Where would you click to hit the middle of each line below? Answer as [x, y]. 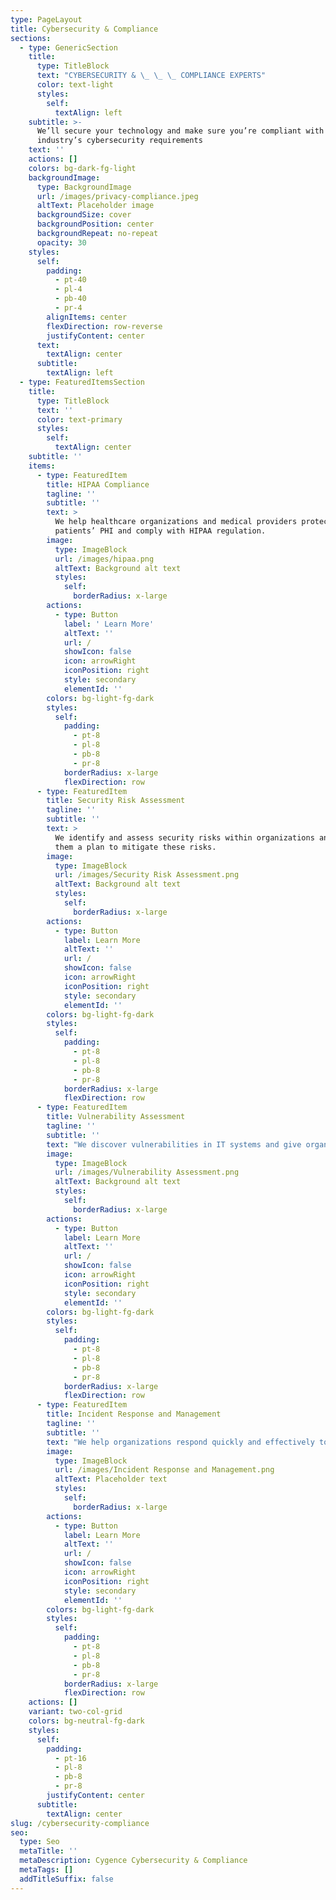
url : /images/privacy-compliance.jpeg [117, 196]
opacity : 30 [61, 242]
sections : [31, 38]
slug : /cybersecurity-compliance [80, 1823]
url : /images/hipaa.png [104, 559]
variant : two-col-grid [75, 1712]
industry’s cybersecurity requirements [119, 141]
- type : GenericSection [68, 47]
